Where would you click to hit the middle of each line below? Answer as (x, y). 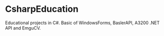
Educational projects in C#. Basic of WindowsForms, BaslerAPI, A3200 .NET (82, 23)
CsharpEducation (42, 9)
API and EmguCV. (23, 28)
